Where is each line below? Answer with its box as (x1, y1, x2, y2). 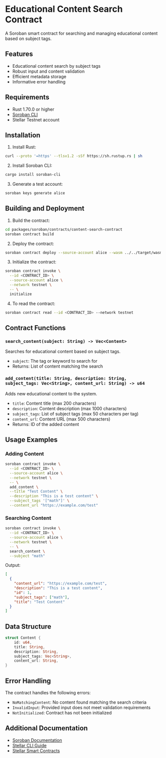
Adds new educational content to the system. (5, 390, 97, 396)
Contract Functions (5, 324, 66, 332)
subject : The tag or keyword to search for (12, 358, 98, 364)
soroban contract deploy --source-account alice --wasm (5, 250, 123, 255)
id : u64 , (14, 640, 32, 645)
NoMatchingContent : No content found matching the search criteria (12, 699, 147, 705)
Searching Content (5, 514, 52, 521)
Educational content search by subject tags (12, 63, 101, 69)
